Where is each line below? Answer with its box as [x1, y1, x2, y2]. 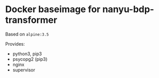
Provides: [5, 41, 25, 47]
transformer [5, 14, 57, 26]
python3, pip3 [12, 51, 42, 57]
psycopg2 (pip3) [12, 56, 48, 62]
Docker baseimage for [5, 4, 101, 15]
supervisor [12, 67, 35, 73]
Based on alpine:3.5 [5, 31, 49, 37]
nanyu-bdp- [102, 4, 154, 15]
